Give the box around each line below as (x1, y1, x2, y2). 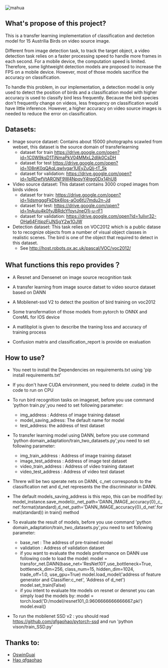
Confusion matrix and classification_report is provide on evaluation (12, 339, 151, 345)
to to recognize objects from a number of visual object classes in (12, 229, 147, 235)
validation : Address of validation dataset (20, 545, 104, 551)
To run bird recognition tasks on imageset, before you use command (12, 397, 154, 403)
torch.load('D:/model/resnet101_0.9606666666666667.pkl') (20, 598, 143, 604)
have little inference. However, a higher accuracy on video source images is (5, 105, 162, 111)
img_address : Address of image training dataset (20, 412, 120, 418)
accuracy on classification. (5, 74, 61, 80)
